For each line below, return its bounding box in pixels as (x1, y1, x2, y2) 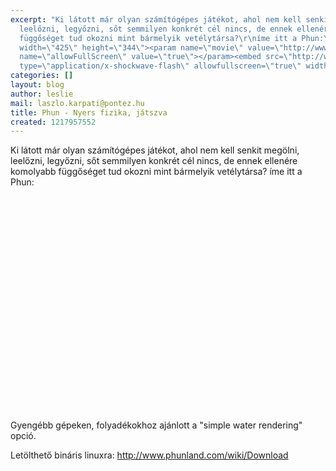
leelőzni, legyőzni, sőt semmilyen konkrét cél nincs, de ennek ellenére (10, 155, 298, 167)
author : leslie (10, 89, 74, 99)
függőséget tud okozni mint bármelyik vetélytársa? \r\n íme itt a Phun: (19, 33, 325, 43)
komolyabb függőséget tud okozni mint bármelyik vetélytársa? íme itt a (10, 166, 303, 178)
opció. (10, 430, 37, 442)
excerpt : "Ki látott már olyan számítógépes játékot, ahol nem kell (10, 14, 302, 25)
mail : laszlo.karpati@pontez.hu (10, 98, 145, 108)
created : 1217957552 (10, 117, 97, 127)
